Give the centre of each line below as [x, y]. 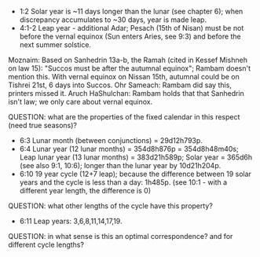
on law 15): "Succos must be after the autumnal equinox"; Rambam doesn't [130, 68]
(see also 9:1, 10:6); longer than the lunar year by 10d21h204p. [120, 165]
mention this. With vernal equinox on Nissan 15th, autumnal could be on [124, 77]
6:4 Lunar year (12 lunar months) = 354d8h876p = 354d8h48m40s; [129, 149]
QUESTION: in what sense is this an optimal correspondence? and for [121, 236]
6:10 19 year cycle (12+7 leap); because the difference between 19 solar [135, 174]
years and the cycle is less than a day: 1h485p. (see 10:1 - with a [123, 182]
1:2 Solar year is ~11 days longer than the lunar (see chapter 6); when [131, 11]
